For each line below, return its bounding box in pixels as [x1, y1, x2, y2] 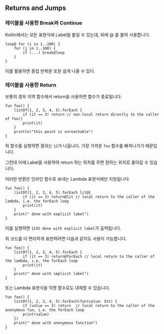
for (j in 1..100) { [14, 46, 56, 51]
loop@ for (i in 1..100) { [5, 41, 60, 46]
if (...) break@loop [23, 50, 65, 55]
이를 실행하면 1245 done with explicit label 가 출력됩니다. [5, 225, 122, 231]
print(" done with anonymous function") [14, 320, 98, 325]
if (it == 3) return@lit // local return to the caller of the [23, 194, 155, 199]
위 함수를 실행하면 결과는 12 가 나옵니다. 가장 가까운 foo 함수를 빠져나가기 [5, 143, 144, 149]
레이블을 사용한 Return [5, 81, 56, 88]
